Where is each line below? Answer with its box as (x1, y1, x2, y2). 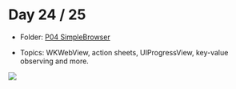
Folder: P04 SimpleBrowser (19, 32, 110, 42)
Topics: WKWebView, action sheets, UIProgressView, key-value (19, 47, 229, 57)
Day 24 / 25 (8, 6, 86, 24)
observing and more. (19, 56, 90, 66)
